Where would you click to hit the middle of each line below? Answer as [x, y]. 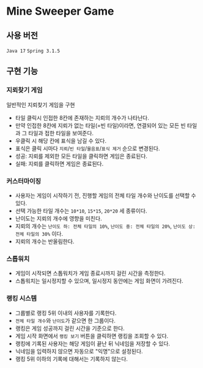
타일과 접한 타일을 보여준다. [61, 133]
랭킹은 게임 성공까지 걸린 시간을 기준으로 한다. [70, 328]
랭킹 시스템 [22, 298]
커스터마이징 [24, 181]
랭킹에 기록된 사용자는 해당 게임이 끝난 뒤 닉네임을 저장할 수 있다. [92, 344]
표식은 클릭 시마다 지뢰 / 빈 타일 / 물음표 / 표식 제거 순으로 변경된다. [87, 148]
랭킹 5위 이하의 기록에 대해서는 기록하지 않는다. [72, 359]
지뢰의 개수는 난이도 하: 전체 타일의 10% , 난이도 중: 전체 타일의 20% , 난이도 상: [105, 226]
